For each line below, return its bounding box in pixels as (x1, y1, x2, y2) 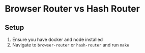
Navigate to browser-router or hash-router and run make (12, 42, 129, 48)
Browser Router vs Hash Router (5, 3, 140, 15)
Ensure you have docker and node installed (12, 36, 103, 42)
